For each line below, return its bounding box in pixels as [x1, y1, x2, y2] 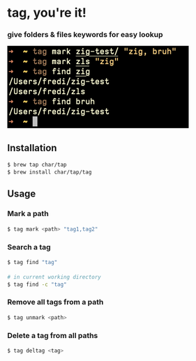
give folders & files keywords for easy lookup [7, 30, 163, 40]
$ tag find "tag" [7, 259, 58, 266]
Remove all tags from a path [7, 298, 104, 307]
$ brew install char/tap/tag [7, 169, 92, 176]
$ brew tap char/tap [7, 162, 68, 169]
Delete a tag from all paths [7, 330, 98, 340]
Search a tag [7, 242, 51, 252]
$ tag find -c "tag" [7, 281, 68, 288]
